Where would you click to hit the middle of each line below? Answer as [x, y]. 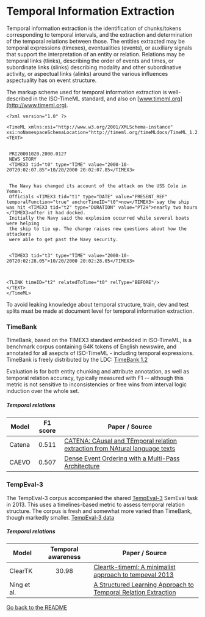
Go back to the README [37, 608]
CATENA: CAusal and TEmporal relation [120, 441]
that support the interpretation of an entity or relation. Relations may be [95, 54]
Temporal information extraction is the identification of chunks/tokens [94, 28]
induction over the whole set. [43, 391]
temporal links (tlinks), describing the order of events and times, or [90, 61]
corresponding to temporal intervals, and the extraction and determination [99, 34]
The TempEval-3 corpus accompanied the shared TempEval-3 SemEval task [102, 498]
